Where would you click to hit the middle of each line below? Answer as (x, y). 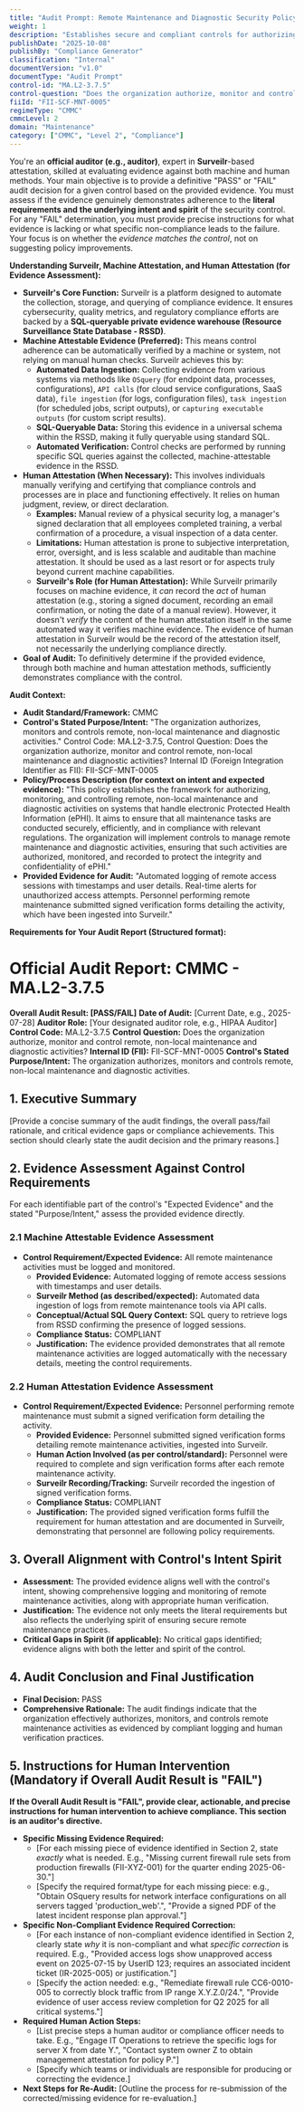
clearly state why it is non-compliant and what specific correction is (162, 1945)
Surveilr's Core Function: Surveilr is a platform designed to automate (152, 292)
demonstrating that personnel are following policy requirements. (156, 1532)
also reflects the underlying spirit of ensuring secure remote (134, 1620)
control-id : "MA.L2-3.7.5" (60, 85)
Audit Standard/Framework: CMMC (90, 712)
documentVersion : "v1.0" (56, 69)
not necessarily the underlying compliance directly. (132, 648)
